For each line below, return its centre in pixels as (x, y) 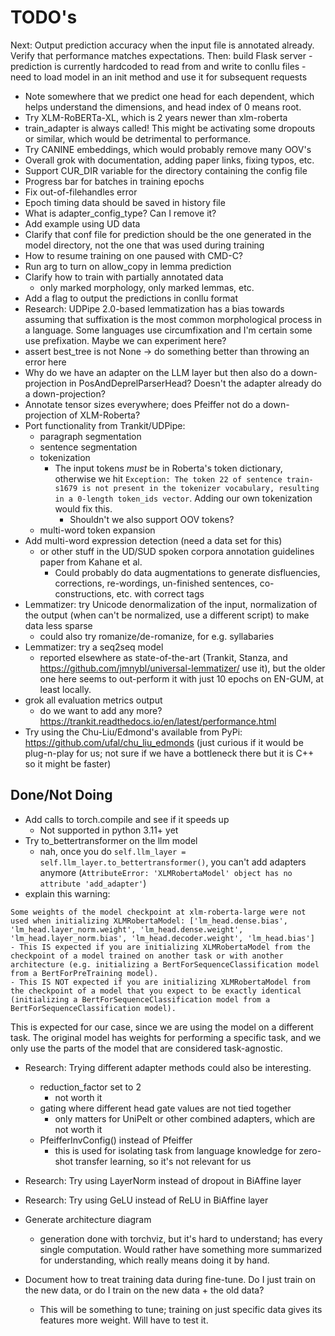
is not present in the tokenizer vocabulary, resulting (200, 488)
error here (45, 362)
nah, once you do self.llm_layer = (113, 851)
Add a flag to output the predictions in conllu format (131, 298)
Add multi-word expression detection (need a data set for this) (153, 540)
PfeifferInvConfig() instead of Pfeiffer (116, 1140)
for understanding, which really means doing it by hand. (154, 1260)
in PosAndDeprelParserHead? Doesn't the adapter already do (195, 383)
